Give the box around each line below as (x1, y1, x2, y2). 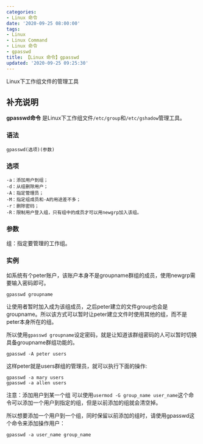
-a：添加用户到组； (6, 177, 49, 183)
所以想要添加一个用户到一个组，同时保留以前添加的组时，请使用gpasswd (6, 412, 190, 419)
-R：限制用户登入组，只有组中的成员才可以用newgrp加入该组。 (6, 209, 142, 215)
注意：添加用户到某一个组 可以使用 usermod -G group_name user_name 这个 (6, 391, 189, 398)
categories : (6, 9, 37, 15)
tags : (6, 26, 20, 32)
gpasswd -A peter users (6, 351, 67, 357)
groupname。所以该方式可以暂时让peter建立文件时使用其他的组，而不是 (6, 310, 188, 318)
